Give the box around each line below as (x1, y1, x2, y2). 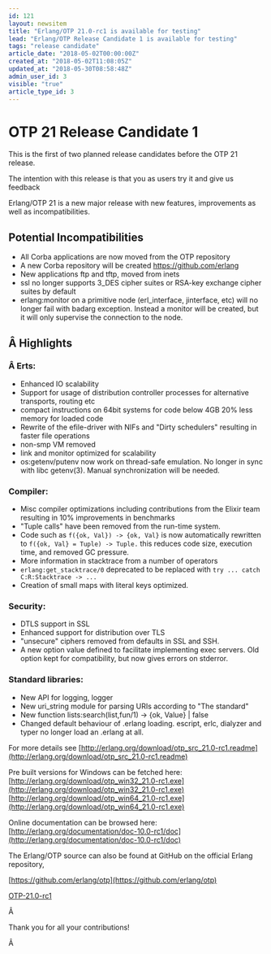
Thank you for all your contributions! (8, 922, 130, 932)
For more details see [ (8, 743, 82, 752)
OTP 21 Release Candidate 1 (8, 123, 199, 141)
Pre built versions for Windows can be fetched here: (8, 767, 183, 777)
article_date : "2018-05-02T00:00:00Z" (8, 50, 140, 58)
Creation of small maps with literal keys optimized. (19, 581, 189, 590)
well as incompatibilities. (8, 207, 91, 216)
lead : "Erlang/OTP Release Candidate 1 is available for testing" (8, 34, 238, 43)
